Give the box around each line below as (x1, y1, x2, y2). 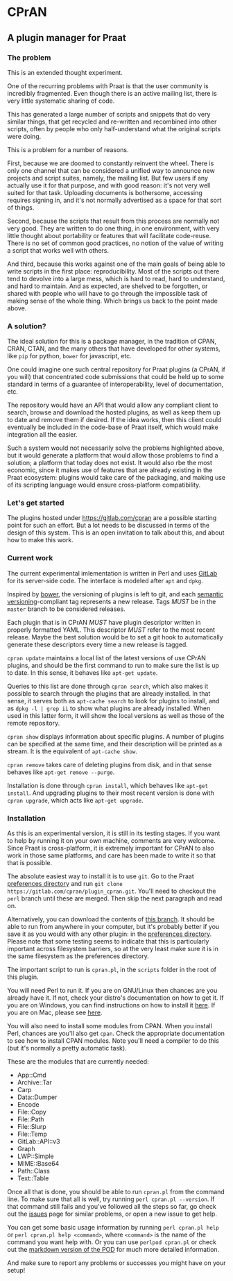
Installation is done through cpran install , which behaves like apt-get (7, 781, 209, 789)
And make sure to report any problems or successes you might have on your (7, 1259, 226, 1267)
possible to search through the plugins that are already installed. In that (7, 689, 211, 698)
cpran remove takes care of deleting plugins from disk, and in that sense (7, 760, 212, 769)
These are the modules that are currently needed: (7, 1057, 149, 1066)
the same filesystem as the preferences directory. (7, 952, 149, 960)
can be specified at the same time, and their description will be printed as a (7, 739, 223, 748)
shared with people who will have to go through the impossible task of (7, 289, 208, 297)
